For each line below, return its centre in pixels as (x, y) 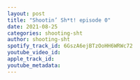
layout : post (26, 14)
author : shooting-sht (39, 40)
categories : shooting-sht (45, 33)
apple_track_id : (31, 59)
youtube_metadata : (34, 65)
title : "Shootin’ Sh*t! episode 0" (59, 20)
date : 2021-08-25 (33, 26)
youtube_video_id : (34, 53)
